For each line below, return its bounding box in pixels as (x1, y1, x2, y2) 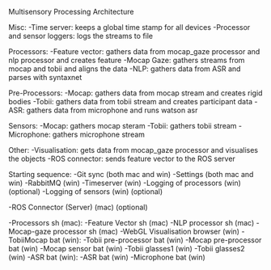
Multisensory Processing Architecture (8, 7, 134, 16)
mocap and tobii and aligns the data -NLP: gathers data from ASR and (8, 64, 241, 74)
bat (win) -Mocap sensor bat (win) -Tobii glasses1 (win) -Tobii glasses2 (8, 244, 245, 253)
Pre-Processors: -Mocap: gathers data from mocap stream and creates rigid (8, 88, 263, 98)
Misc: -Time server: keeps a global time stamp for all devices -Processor (8, 23, 251, 32)
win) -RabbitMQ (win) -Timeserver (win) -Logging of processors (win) (8, 178, 241, 188)
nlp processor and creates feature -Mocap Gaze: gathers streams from (8, 56, 245, 65)
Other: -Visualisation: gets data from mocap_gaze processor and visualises (8, 146, 259, 154)
